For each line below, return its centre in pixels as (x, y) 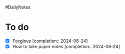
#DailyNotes (18, 7)
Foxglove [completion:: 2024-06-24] (50, 41)
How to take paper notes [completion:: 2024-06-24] (66, 46)
